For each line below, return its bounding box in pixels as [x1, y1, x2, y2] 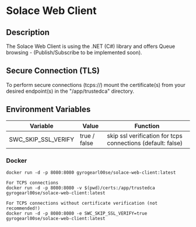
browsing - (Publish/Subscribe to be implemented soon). [6, 49, 142, 56]
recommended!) [6, 205, 41, 211]
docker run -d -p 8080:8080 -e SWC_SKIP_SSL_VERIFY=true [6, 210, 148, 216]
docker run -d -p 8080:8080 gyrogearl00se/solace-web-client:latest [6, 169, 176, 176]
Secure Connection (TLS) [6, 66, 100, 76]
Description [6, 27, 50, 37]
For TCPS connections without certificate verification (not [6, 200, 158, 206]
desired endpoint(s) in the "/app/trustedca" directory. [6, 88, 135, 95]
